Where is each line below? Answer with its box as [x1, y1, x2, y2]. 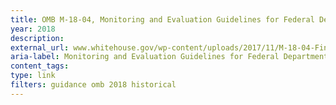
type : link [10, 71, 56, 81]
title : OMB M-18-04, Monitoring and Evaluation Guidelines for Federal [10, 14, 315, 25]
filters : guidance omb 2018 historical [10, 80, 177, 90]
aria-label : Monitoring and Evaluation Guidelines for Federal [10, 52, 280, 62]
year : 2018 [10, 24, 56, 34]
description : [10, 33, 65, 43]
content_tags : [10, 61, 70, 71]
